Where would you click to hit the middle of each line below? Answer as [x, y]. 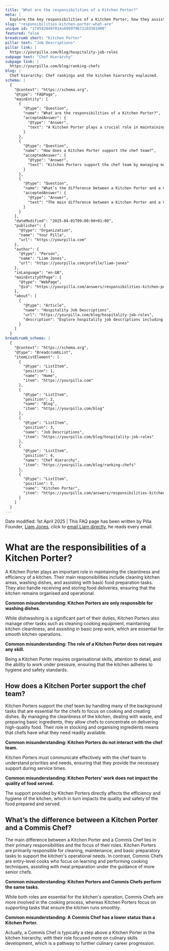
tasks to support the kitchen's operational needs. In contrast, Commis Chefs [84, 856]
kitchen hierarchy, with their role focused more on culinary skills [71, 938]
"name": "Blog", [40, 404]
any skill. [15, 649]
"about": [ [26, 296]
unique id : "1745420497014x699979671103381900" [56, 29]
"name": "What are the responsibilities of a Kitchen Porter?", [92, 113]
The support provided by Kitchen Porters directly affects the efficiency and [83, 793]
